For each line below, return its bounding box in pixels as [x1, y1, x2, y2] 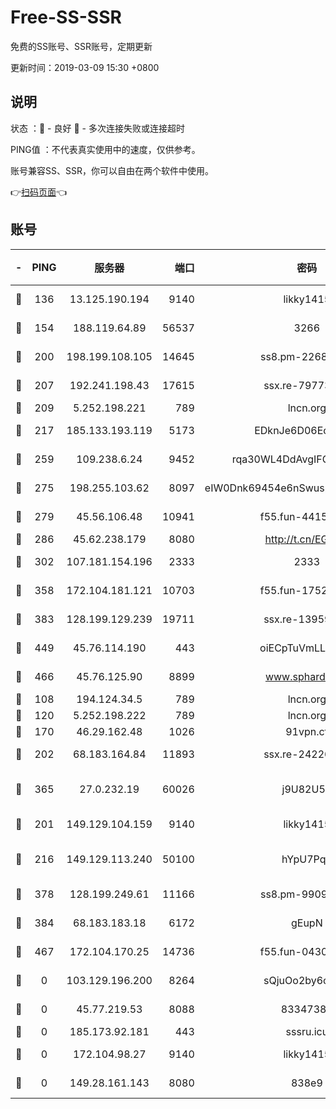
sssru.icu [285, 1024, 329, 1038]
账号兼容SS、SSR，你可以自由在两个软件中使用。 [10, 164, 214, 176]
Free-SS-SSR [10, 6, 122, 29]
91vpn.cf [285, 724, 329, 738]
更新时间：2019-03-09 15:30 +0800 [10, 61, 160, 73]
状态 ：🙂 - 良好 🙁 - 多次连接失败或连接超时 [10, 122, 185, 134]
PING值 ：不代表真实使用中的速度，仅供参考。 [10, 143, 201, 155]
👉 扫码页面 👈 [10, 186, 68, 198]
